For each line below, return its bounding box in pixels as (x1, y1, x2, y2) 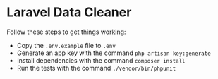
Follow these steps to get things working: (6, 28, 126, 36)
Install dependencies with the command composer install (16, 56, 186, 64)
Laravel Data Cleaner (6, 4, 132, 20)
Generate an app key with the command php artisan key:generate (16, 49, 211, 57)
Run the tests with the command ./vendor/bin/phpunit (16, 63, 176, 72)
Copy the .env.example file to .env (16, 41, 116, 49)
